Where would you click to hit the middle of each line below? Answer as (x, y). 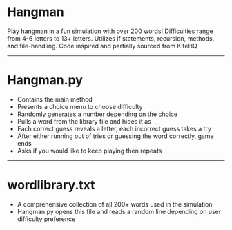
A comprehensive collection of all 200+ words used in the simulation (115, 204)
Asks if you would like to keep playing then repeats (89, 151)
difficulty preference (46, 219)
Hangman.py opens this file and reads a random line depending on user (119, 211)
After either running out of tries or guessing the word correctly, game (115, 136)
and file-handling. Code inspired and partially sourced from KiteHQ (103, 46)
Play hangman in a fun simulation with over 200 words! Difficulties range (110, 31)
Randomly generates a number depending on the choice (97, 114)
